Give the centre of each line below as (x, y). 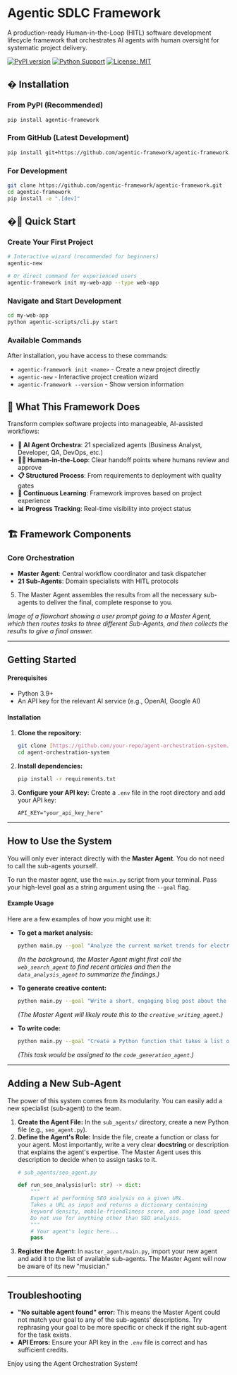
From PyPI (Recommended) (55, 105)
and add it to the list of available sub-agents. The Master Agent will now (122, 1259)
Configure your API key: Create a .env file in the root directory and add (121, 793)
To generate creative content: (62, 988)
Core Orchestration (41, 558)
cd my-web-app (28, 316)
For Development (37, 171)
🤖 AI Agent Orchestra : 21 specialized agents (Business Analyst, (110, 444)
